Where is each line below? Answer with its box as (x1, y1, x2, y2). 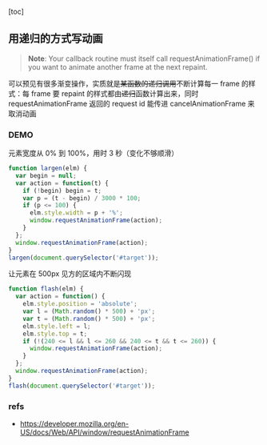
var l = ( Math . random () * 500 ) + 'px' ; (22, 307, 156, 315)
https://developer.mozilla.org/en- (19, 419, 130, 429)
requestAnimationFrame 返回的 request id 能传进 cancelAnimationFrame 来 (8, 98, 255, 108)
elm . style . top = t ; (22, 330, 88, 338)
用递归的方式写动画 (8, 32, 103, 46)
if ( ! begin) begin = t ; (22, 186, 102, 194)
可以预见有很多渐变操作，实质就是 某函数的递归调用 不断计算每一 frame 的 (8, 78, 249, 88)
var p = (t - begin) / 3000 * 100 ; (22, 194, 141, 202)
